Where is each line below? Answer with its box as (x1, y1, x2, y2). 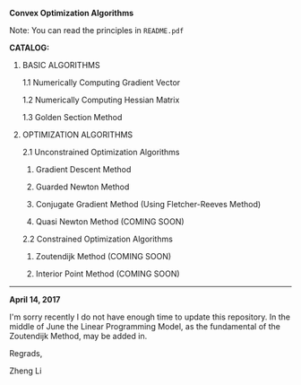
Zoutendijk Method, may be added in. (9, 331, 148, 341)
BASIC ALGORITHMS (21, 60, 100, 70)
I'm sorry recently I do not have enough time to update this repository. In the (9, 311, 291, 322)
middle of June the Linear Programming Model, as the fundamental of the (9, 321, 280, 331)
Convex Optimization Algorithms (9, 8, 134, 18)
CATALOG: (9, 42, 50, 53)
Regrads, (9, 348, 43, 358)
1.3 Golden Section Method (21, 112, 123, 122)
